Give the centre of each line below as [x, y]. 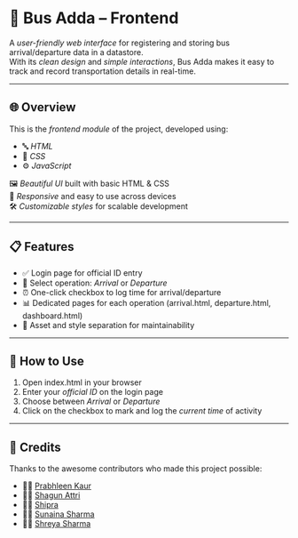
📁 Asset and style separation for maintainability [108, 325]
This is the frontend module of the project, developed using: [119, 129]
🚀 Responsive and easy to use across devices [93, 196]
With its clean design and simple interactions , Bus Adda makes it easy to [142, 61]
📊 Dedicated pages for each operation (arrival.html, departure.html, [146, 302]
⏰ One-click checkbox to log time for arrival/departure [122, 292]
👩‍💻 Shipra [40, 505]
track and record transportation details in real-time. [103, 71]
